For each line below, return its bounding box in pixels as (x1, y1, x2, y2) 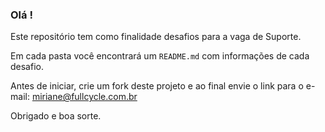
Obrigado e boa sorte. (10, 110, 102, 122)
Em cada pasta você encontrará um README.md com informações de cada (10, 50, 310, 62)
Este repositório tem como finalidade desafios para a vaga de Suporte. (10, 31, 302, 43)
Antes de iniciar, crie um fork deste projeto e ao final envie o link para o (10, 80, 304, 92)
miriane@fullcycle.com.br (31, 91, 138, 103)
